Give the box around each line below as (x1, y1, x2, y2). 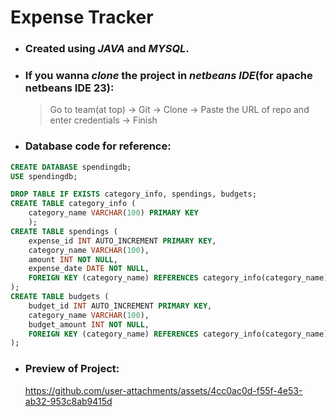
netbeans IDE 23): (24, 81, 115, 95)
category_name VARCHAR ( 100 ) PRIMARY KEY (28, 208, 199, 218)
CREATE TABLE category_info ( (10, 199, 137, 209)
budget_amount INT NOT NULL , (28, 319, 150, 330)
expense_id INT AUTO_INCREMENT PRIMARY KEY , (28, 236, 217, 246)
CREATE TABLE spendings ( (10, 226, 118, 236)
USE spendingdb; (10, 171, 78, 181)
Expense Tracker (10, 6, 154, 29)
